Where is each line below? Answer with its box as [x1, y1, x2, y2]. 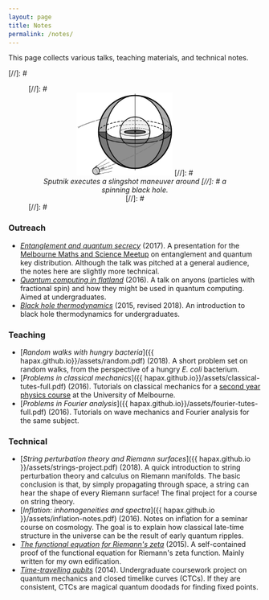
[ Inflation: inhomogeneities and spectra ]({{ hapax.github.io [19, 505, 215, 515]
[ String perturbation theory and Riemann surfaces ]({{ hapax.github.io [19, 454, 251, 464]
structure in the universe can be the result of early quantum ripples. [19, 531, 244, 540]
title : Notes [8, 21, 52, 30]
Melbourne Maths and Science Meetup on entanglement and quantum [19, 249, 253, 259]
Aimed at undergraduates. [19, 292, 107, 302]
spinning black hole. [101, 185, 169, 195]
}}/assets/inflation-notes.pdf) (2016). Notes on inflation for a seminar [19, 514, 248, 524]
